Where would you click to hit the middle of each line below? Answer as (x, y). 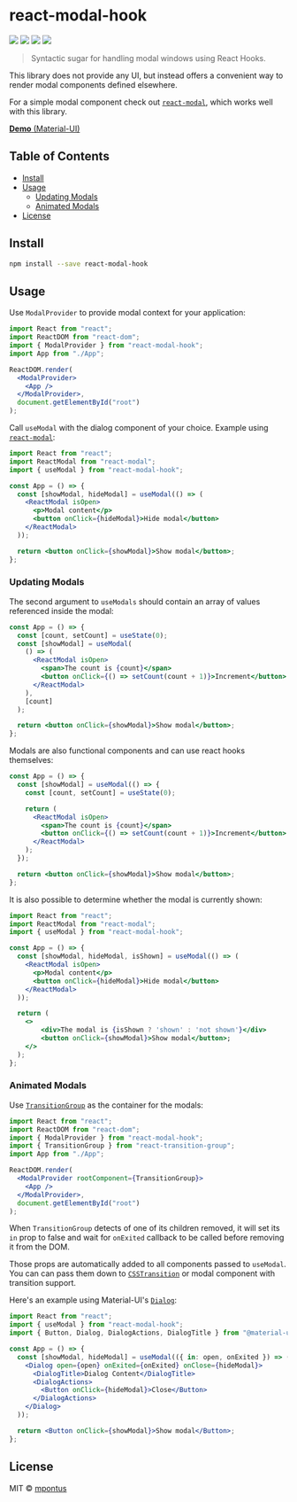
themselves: (31, 760)
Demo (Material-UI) (45, 128)
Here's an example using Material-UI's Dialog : (93, 1300)
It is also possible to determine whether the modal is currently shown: (136, 899)
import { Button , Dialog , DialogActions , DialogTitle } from (124, 1333)
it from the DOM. (40, 1247)
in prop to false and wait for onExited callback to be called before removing (147, 1238)
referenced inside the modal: (61, 611)
